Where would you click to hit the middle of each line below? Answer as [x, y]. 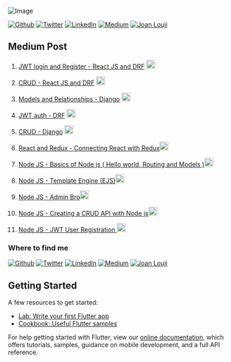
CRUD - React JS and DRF [56, 83]
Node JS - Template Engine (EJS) [67, 181]
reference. [23, 352]
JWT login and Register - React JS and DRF [81, 66]
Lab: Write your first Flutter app [64, 316]
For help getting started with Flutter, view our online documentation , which [116, 337]
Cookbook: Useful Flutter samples [68, 323]
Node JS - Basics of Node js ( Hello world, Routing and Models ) [111, 164]
